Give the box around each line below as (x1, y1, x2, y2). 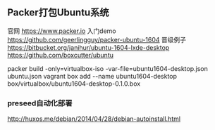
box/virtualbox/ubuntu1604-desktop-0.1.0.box (7, 79, 141, 88)
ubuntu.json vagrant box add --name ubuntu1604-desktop (7, 72, 178, 80)
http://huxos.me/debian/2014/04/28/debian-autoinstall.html (7, 115, 181, 123)
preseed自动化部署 (7, 98, 73, 108)
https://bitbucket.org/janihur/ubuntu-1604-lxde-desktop (7, 43, 170, 51)
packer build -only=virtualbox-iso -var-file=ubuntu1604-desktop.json (7, 64, 208, 72)
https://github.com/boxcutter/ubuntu (7, 51, 114, 59)
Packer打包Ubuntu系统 (7, 6, 109, 19)
